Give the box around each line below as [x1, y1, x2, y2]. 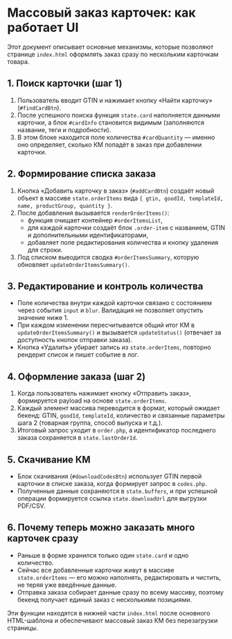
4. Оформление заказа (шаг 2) [7, 371, 146, 382]
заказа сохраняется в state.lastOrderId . [17, 433, 138, 442]
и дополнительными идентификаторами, [27, 231, 149, 239]
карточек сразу [7, 533, 79, 544]
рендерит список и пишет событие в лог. [17, 350, 139, 359]
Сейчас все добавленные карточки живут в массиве [17, 565, 175, 574]
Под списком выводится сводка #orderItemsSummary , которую [17, 252, 199, 261]
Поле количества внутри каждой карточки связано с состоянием [17, 299, 213, 307]
